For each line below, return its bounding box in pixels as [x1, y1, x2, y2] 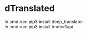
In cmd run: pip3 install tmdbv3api [4, 23, 73, 29]
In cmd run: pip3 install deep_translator [4, 19, 84, 24]
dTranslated [4, 3, 55, 14]
